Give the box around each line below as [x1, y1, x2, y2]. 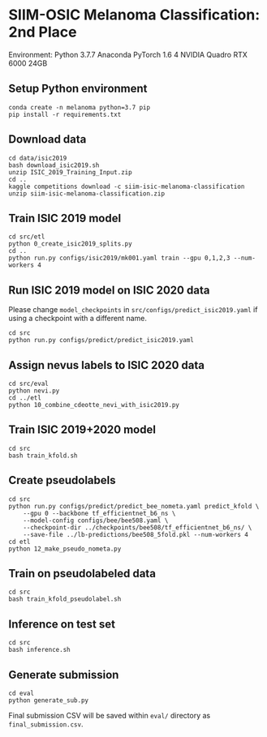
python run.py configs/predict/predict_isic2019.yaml [8, 336, 195, 345]
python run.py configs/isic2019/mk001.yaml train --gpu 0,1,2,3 [8, 254, 230, 263]
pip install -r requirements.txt [8, 110, 122, 118]
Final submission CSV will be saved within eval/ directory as [8, 711, 211, 721]
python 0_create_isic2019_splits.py [8, 240, 132, 248]
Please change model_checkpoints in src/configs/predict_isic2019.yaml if [8, 305, 258, 315]
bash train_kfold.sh [8, 452, 79, 460]
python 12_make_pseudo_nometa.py [8, 545, 122, 553]
